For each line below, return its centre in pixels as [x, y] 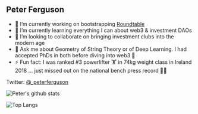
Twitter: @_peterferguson [37, 82]
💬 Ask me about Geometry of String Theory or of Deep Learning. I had [101, 49]
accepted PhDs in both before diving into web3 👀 [75, 55]
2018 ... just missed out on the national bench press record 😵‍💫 [91, 70]
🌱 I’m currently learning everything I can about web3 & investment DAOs [103, 30]
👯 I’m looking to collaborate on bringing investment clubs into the [94, 36]
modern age [30, 43]
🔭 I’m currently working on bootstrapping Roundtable [80, 24]
